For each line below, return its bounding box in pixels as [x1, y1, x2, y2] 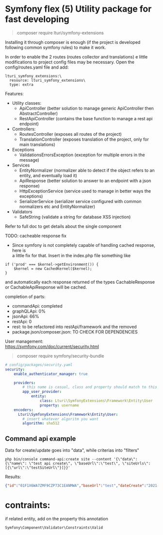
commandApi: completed [12, 303, 63, 309]
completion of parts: [5, 294, 46, 299]
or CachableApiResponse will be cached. [5, 284, 87, 290]
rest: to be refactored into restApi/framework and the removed [12, 324, 137, 330]
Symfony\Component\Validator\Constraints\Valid [5, 525, 103, 530]
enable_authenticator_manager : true [14, 371, 88, 376]
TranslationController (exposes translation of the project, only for [19, 136, 149, 142]
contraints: [5, 500, 50, 511]
